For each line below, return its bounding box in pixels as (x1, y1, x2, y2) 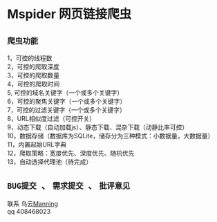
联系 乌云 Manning (7, 199, 59, 207)
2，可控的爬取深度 (7, 63, 60, 71)
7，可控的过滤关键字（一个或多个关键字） (7, 106, 126, 114)
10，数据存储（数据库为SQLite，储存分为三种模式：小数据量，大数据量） (7, 132, 214, 140)
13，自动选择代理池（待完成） (7, 158, 93, 166)
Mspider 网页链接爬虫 (7, 6, 132, 22)
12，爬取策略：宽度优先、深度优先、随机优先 (7, 149, 135, 157)
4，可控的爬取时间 (7, 80, 60, 88)
